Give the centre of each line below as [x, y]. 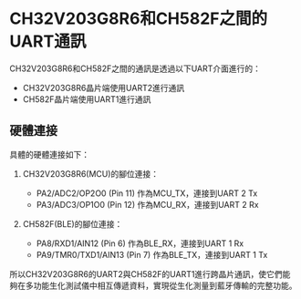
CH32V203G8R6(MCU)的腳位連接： [91, 173]
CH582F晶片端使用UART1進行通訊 [87, 99]
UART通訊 [48, 41]
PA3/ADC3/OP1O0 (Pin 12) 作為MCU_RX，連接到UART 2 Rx [147, 204]
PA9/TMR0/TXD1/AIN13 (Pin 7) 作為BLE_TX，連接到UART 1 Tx [152, 254]
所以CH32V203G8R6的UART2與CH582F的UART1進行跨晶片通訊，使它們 [146, 273]
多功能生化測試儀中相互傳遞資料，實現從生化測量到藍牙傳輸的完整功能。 [161, 285]
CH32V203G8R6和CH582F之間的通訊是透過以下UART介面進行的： [135, 68]
